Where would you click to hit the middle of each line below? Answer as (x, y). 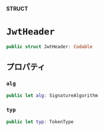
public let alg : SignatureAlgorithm (52, 96)
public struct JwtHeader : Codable (50, 47)
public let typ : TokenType (40, 122)
